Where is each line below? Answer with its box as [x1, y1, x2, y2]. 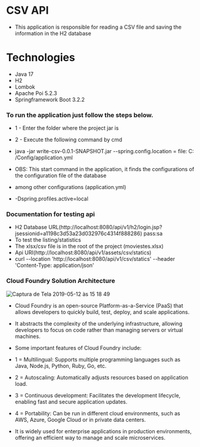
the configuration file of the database [14, 172, 107, 180]
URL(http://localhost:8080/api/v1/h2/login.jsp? [48, 224, 162, 231]
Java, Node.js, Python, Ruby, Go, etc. [14, 362, 107, 369]
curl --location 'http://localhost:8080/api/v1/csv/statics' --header [14, 256, 176, 263]
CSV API [6, 4, 49, 17]
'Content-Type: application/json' [14, 261, 94, 269]
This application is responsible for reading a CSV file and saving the [14, 23, 182, 31]
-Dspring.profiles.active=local [14, 195, 88, 202]
